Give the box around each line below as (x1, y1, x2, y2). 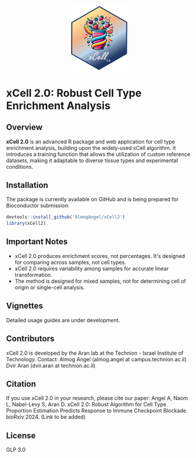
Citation (6, 379, 37, 389)
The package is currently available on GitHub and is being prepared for (6, 196, 179, 203)
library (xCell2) (6, 221, 46, 227)
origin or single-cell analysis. (14, 283, 85, 291)
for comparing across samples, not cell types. (14, 259, 126, 266)
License (6, 430, 36, 440)
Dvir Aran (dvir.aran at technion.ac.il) (6, 362, 96, 369)
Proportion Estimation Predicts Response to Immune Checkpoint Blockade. (6, 407, 188, 414)
